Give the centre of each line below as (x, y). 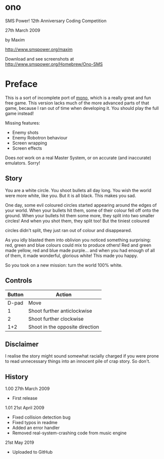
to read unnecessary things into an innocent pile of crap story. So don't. (78, 361)
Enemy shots (25, 132)
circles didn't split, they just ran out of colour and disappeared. (68, 230)
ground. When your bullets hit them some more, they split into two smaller (80, 215)
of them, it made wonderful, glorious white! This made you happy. (72, 256)
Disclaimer (22, 344)
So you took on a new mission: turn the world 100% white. (64, 265)
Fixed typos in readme (35, 423)
